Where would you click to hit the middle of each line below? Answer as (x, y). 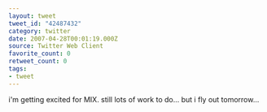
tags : (18, 69)
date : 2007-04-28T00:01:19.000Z (63, 39)
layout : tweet (33, 16)
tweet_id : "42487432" (45, 24)
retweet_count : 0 (38, 62)
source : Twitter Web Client (56, 46)
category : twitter (39, 31)
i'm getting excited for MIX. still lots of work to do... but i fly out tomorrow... (134, 99)
